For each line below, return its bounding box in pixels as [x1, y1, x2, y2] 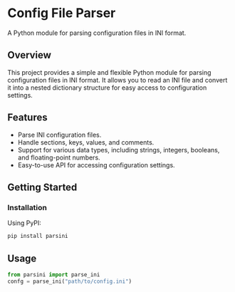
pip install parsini [7, 233, 69, 240]
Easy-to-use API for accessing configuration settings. [17, 160, 176, 169]
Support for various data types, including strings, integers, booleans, [17, 145, 220, 154]
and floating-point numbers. [17, 153, 101, 162]
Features [7, 112, 48, 124]
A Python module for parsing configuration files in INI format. [7, 28, 187, 37]
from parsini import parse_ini [7, 271, 100, 278]
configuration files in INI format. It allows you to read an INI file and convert [7, 75, 228, 84]
